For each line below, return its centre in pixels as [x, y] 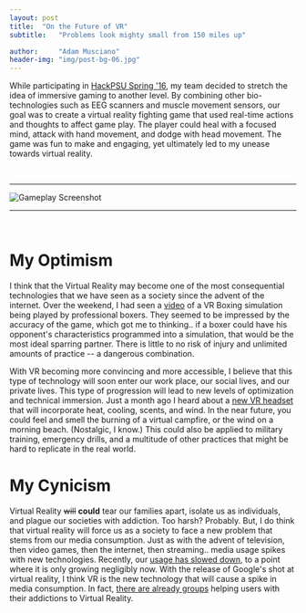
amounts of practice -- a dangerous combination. [102, 354]
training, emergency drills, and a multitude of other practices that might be [149, 440]
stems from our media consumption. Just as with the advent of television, [147, 540]
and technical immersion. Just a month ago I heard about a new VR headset [152, 400]
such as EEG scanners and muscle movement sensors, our [170, 105]
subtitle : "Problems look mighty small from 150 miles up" [128, 35]
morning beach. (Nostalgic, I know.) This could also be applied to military [146, 430]
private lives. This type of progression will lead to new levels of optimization [152, 391]
